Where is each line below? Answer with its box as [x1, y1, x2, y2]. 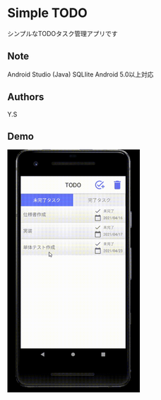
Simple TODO [7, 5, 88, 21]
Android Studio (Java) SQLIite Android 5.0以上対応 [7, 70, 154, 79]
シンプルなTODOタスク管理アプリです [7, 29, 118, 38]
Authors [7, 91, 44, 104]
